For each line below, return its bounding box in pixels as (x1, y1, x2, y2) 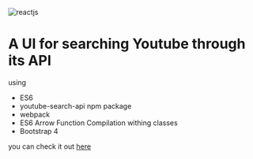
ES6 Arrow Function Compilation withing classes (19, 118, 178, 128)
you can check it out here (8, 142, 92, 151)
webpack (19, 109, 50, 119)
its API (8, 52, 51, 70)
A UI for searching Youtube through (8, 35, 246, 53)
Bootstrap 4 (19, 126, 59, 135)
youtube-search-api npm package (19, 101, 132, 110)
